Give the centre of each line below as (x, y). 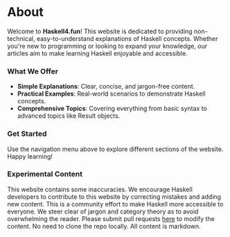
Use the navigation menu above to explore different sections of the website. (115, 149)
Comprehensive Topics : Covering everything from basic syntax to (112, 109)
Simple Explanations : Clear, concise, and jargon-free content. (106, 87)
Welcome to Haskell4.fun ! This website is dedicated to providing (100, 31)
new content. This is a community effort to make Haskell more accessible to (115, 204)
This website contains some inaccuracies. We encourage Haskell (100, 189)
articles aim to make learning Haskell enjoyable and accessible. (98, 53)
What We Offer (33, 71)
